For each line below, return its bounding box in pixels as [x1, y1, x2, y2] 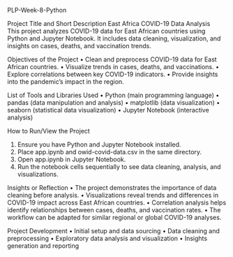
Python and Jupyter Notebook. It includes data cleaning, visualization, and [7, 34, 221, 43]
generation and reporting [7, 242, 80, 250]
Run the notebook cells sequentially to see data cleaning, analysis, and [17, 163, 221, 170]
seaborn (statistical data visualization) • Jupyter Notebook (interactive [7, 106, 209, 114]
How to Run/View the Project [7, 127, 91, 135]
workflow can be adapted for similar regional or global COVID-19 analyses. [7, 213, 222, 221]
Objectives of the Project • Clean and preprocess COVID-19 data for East [7, 55, 218, 64]
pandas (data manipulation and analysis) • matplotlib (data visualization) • [7, 98, 220, 107]
